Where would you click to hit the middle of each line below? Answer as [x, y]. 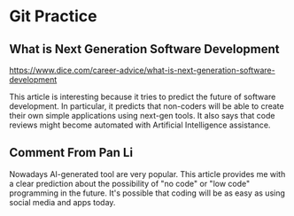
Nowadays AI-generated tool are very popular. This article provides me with [147, 174]
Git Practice [53, 16]
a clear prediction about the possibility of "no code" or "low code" [130, 183]
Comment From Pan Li [71, 153]
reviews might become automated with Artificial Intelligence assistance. [140, 125]
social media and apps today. [62, 202]
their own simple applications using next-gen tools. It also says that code [142, 116]
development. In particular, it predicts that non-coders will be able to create [147, 106]
